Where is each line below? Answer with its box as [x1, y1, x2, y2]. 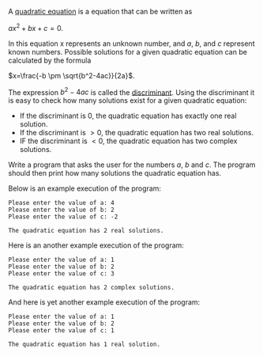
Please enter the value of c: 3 [8, 270, 115, 278]
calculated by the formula [8, 55, 92, 65]
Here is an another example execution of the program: [8, 240, 184, 250]
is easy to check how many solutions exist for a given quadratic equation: [8, 96, 247, 105]
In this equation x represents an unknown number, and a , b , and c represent [8, 39, 255, 48]
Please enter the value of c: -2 [8, 213, 118, 221]
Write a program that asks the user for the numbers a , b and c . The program [8, 160, 256, 169]
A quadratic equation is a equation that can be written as [8, 7, 193, 16]
